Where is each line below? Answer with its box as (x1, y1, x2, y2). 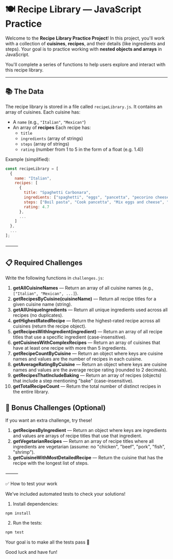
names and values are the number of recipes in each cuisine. (12, 355, 143, 362)
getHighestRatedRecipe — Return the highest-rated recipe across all (12, 317, 161, 323)
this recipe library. (5, 67, 44, 73)
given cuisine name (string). (12, 301, 72, 307)
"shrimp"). (12, 449, 35, 455)
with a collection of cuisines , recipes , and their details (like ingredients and (5, 40, 166, 46)
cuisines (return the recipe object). (12, 323, 86, 329)
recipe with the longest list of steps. (12, 460, 89, 466)
